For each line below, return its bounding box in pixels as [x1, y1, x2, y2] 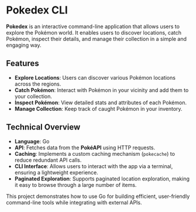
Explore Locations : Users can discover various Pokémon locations [14, 74, 176, 81]
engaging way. [6, 42, 42, 49]
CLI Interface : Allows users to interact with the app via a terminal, [14, 162, 173, 170]
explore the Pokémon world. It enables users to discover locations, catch [6, 29, 181, 36]
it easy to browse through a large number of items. [14, 181, 137, 188]
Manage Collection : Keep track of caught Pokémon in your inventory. [14, 105, 183, 112]
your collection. [14, 93, 53, 100]
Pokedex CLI [6, 4, 68, 17]
